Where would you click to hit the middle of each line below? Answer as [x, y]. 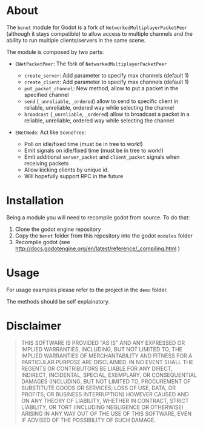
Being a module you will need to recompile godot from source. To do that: [98, 217]
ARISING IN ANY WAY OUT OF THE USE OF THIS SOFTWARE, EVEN [106, 413]
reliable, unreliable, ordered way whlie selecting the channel [99, 107]
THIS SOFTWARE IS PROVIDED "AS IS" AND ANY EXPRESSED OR [103, 342]
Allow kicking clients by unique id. [66, 170]
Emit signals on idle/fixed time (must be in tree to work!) [94, 150]
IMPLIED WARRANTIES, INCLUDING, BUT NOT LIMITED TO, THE [102, 349]
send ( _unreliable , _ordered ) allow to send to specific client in [101, 101]
